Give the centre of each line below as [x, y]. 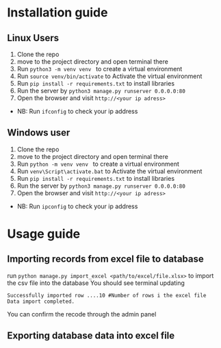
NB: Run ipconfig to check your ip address [77, 206]
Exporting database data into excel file [91, 336]
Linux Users [33, 38]
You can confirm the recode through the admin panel [82, 314]
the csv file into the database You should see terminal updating [96, 283]
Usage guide [44, 234]
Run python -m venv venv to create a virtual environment [98, 164]
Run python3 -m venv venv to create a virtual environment [100, 69]
